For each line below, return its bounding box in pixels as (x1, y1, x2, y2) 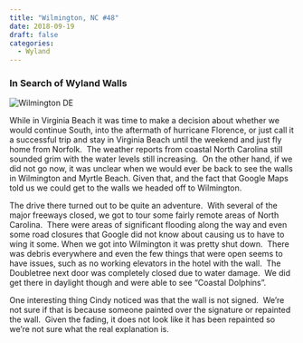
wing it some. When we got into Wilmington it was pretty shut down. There (9, 239, 289, 250)
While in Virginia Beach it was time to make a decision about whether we (9, 115, 280, 126)
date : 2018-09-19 (9, 22, 75, 31)
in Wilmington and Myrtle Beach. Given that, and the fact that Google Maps (9, 173, 289, 184)
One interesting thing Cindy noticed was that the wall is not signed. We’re (9, 295, 285, 306)
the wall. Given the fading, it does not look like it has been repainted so (9, 314, 276, 325)
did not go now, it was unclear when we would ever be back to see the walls (9, 163, 294, 174)
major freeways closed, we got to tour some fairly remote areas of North (9, 210, 279, 220)
